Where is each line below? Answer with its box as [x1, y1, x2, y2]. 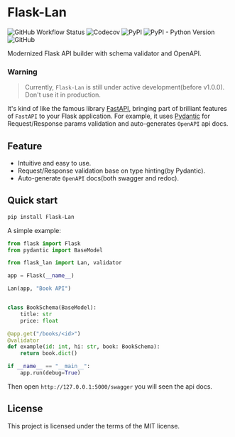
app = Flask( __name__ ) [7, 272, 75, 279]
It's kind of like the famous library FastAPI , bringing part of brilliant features [7, 104, 227, 113]
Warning [7, 67, 38, 77]
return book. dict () [20, 350, 78, 357]
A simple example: [7, 226, 62, 234]
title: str [20, 311, 53, 318]
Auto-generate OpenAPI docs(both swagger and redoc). [17, 174, 180, 183]
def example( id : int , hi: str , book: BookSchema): [7, 343, 160, 350]
